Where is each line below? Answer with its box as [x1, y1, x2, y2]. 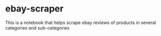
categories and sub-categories [5, 24, 70, 30]
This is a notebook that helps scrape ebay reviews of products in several [5, 19, 156, 25]
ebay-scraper [5, 3, 64, 14]
